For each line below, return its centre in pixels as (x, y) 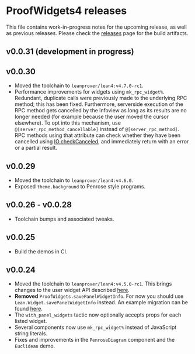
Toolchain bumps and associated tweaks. (64, 219)
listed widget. (31, 321)
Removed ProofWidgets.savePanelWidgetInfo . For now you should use (99, 296)
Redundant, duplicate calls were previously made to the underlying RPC (101, 98)
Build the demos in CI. (41, 251)
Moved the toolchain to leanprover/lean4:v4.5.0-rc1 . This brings (93, 284)
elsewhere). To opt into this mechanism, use (68, 123)
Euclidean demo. (35, 346)
